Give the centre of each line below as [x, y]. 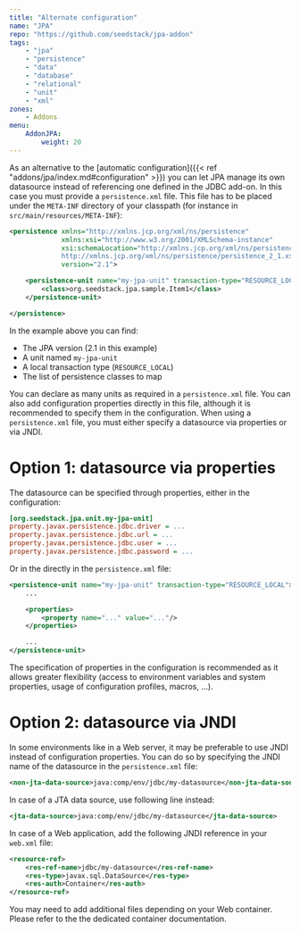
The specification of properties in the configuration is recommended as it [144, 667]
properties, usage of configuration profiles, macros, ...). [111, 687]
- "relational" [54, 84]
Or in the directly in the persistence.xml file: [90, 568]
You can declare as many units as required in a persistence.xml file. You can [150, 393]
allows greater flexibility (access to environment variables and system [137, 677]
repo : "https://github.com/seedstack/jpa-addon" [101, 34]
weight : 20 [62, 142]
